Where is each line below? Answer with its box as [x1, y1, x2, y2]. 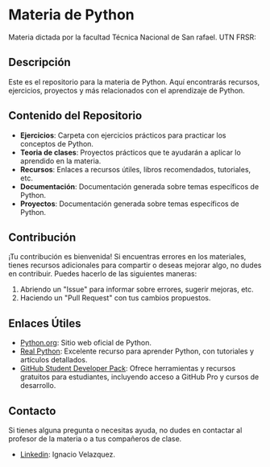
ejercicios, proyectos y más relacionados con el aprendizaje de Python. [8, 85, 246, 95]
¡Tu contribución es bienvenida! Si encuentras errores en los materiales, [8, 252, 247, 262]
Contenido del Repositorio [8, 109, 143, 122]
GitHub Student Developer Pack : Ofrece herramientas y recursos [19, 364, 236, 374]
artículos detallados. [19, 355, 88, 365]
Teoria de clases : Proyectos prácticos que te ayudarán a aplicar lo [19, 147, 242, 157]
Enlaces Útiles [8, 316, 82, 330]
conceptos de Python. [19, 138, 94, 148]
